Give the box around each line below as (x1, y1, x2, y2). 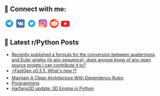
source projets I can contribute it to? (11, 62, 86, 68)
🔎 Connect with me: (4, 5, 66, 13)
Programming (11, 80, 40, 86)
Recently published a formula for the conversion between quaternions (11, 51, 155, 57)
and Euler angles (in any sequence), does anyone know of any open (11, 57, 151, 63)
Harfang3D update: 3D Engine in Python (11, 85, 94, 91)
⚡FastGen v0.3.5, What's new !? (11, 68, 77, 74)
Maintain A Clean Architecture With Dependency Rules (11, 75, 124, 81)
